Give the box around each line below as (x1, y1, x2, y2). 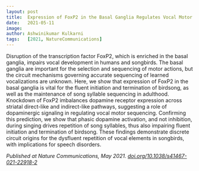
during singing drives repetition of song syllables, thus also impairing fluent (6, 122, 191, 129)
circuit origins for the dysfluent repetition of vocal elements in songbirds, (6, 135, 185, 141)
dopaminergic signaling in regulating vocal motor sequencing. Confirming (6, 109, 186, 116)
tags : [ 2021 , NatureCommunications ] (6, 36, 102, 42)
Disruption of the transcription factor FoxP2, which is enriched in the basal (6, 53, 188, 59)
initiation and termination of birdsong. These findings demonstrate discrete (6, 128, 189, 135)
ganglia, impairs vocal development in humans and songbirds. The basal (6, 59, 183, 66)
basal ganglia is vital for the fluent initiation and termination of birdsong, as (6, 84, 189, 91)
